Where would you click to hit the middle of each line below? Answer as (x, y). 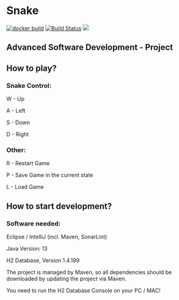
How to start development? (59, 206)
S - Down (18, 123)
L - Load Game (25, 187)
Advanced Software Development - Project (89, 47)
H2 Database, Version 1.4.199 (43, 260)
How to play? (31, 68)
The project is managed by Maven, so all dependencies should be (89, 272)
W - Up (16, 99)
